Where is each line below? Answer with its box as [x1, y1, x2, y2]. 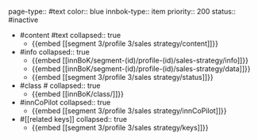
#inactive [8, 15, 39, 25]
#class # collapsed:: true [19, 81, 101, 90]
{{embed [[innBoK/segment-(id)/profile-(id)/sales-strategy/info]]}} [31, 55, 248, 65]
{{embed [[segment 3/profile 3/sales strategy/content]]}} [31, 39, 218, 48]
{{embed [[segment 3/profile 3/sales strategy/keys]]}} [31, 123, 209, 132]
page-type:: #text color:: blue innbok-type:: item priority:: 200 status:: [8, 7, 237, 16]
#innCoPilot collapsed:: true [19, 98, 111, 107]
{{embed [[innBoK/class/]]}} [31, 89, 125, 98]
